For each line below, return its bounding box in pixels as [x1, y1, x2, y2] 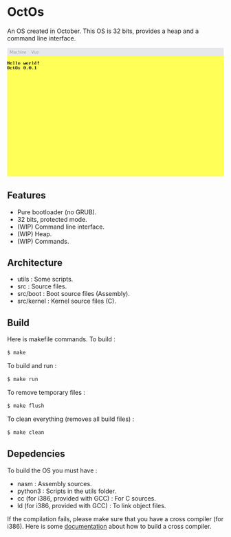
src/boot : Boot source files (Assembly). [16, 290, 131, 298]
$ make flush [7, 402, 45, 409]
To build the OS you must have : [7, 466, 98, 475]
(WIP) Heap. [16, 229, 52, 238]
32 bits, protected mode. [16, 215, 87, 223]
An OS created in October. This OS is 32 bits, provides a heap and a [7, 27, 199, 35]
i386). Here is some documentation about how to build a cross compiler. [7, 522, 212, 530]
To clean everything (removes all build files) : [7, 415, 135, 423]
